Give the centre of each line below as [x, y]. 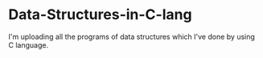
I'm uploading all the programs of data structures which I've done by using [132, 37]
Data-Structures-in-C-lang [100, 15]
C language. [29, 44]
